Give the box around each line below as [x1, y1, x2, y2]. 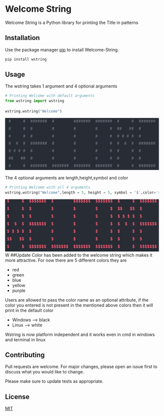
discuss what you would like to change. [5, 369, 84, 375]
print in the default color [5, 307, 54, 313]
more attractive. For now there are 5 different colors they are [5, 257, 127, 263]
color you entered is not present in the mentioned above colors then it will [5, 302, 153, 308]
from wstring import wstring [5, 99, 64, 104]
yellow [12, 282, 25, 288]
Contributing [5, 350, 45, 359]
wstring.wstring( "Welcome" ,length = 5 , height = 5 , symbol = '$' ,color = [5, 190, 156, 195]
